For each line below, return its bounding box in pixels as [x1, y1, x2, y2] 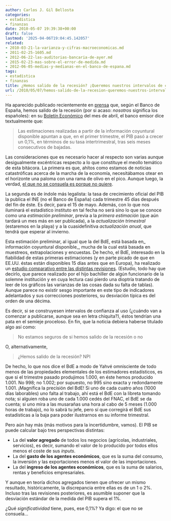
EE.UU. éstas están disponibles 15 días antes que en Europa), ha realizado [5, 260, 161, 266]
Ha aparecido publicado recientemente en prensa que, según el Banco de [5, 102, 160, 108]
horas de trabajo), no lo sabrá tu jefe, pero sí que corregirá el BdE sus [5, 406, 151, 412]
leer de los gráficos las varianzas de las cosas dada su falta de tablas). [5, 282, 154, 288]
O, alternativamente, [5, 344, 48, 350]
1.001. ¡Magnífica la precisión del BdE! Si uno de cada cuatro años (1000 [5, 385, 156, 391]
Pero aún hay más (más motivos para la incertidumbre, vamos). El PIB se [5, 421, 158, 427]
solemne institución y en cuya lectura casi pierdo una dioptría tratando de [5, 276, 160, 282]
